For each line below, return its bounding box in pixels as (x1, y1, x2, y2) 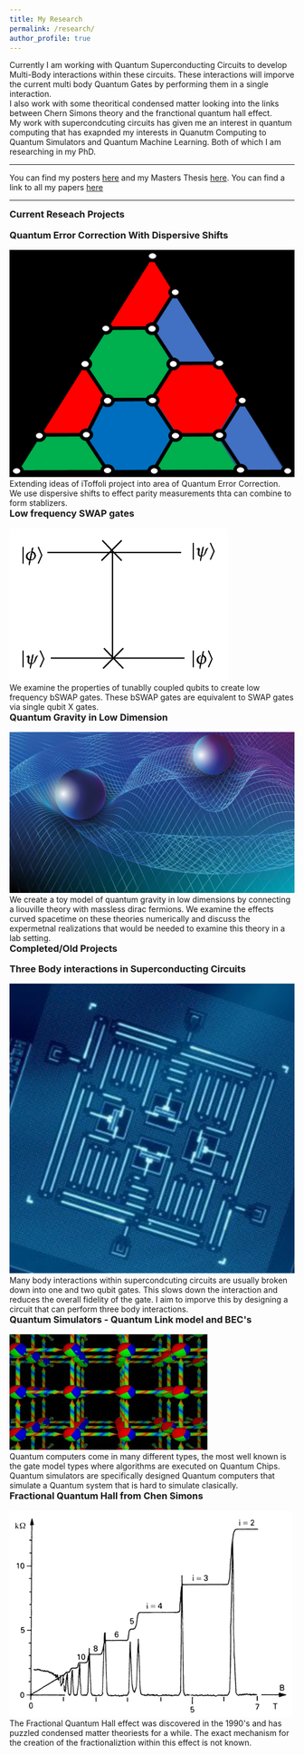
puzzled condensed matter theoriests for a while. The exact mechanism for (9, 1727, 290, 1738)
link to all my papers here (9, 182, 104, 193)
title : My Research (9, 15, 83, 24)
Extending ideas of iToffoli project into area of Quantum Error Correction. (9, 479, 280, 490)
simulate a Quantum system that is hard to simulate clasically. (9, 1480, 239, 1491)
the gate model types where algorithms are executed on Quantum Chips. (9, 1460, 280, 1472)
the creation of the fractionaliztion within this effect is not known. (9, 1737, 252, 1748)
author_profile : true (9, 34, 91, 43)
